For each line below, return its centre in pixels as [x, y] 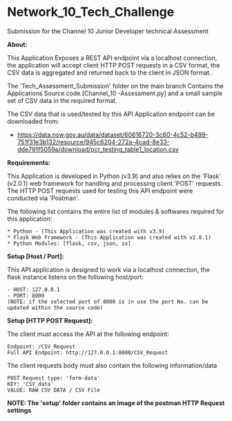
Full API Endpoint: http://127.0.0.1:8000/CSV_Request [88, 353]
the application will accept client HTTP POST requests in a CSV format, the [114, 65]
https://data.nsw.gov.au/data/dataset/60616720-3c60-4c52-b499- [113, 135]
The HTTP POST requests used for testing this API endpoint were [100, 190]
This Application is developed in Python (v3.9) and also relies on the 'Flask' [114, 176]
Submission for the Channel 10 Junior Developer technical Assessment [108, 31]
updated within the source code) [55, 308]
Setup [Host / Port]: [36, 256]
